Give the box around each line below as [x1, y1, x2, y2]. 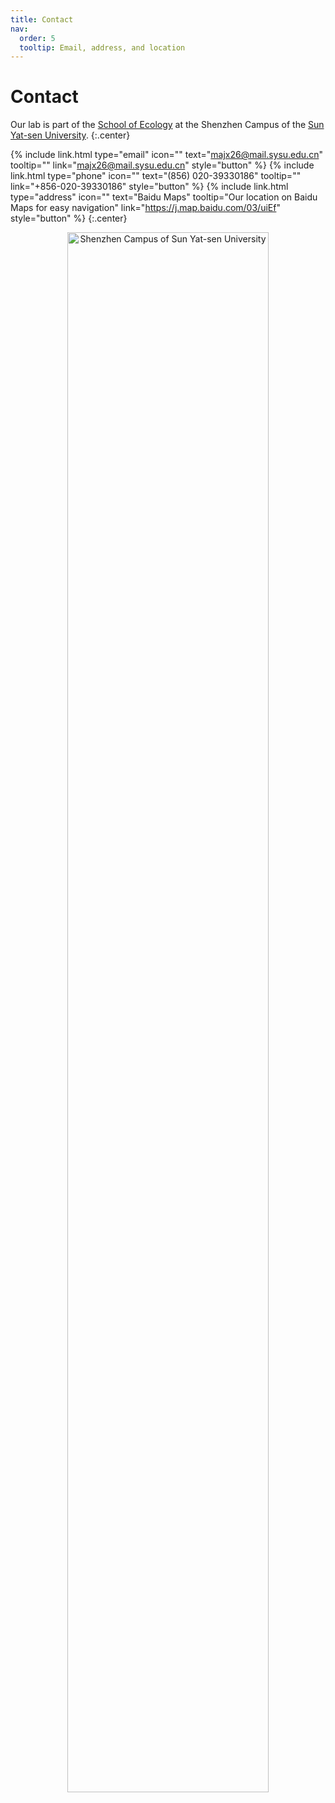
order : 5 [19, 33, 56, 43]
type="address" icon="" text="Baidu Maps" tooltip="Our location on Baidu [10, 191, 318, 203]
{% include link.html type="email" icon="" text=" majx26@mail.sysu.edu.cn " [10, 149, 323, 161]
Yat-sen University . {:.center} [10, 129, 131, 141]
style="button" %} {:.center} [10, 212, 128, 225]
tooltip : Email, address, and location [19, 42, 186, 53]
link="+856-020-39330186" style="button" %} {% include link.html [10, 181, 289, 193]
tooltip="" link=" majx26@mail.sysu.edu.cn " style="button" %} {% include [10, 159, 315, 171]
